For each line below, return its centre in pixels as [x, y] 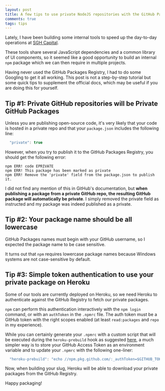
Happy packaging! [24, 383]
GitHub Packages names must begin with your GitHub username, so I [75, 239]
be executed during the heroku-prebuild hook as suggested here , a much [79, 339]
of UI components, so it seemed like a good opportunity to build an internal [81, 58]
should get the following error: [36, 157]
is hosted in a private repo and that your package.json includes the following [82, 128]
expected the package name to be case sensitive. [55, 244]
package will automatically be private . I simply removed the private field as [82, 199]
